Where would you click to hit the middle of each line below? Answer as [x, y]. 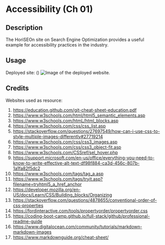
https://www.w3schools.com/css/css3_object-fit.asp [67, 147]
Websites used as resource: [34, 100]
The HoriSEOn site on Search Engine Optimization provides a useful [75, 39]
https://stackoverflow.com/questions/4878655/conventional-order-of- [85, 200]
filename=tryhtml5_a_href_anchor [47, 184]
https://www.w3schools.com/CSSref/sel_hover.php [65, 152]
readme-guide [28, 221]
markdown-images [32, 232]
